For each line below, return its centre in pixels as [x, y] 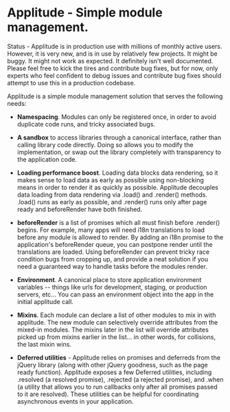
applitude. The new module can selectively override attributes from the [117, 322]
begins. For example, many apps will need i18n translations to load [111, 230]
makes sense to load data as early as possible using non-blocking [111, 180]
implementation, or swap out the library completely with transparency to [119, 152]
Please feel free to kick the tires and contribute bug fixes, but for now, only [113, 68]
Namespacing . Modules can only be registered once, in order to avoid [116, 117]
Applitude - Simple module [85, 13]
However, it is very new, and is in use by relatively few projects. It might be [112, 54]
